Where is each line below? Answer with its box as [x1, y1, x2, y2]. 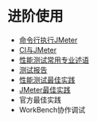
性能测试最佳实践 [18, 75, 76, 85]
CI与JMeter [18, 45, 57, 54]
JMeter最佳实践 [18, 85, 71, 94]
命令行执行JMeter [18, 35, 78, 45]
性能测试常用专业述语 [18, 55, 89, 65]
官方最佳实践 [18, 95, 61, 104]
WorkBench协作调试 [18, 104, 86, 114]
